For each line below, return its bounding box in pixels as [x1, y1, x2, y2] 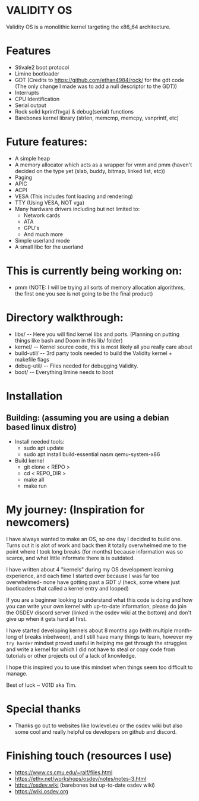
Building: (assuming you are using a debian [6, 413, 169, 423]
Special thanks [6, 702, 81, 715]
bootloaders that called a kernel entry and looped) [6, 585, 129, 592]
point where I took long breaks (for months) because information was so [6, 548, 183, 555]
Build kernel [14, 457, 45, 464]
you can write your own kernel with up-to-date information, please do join [6, 602, 187, 610]
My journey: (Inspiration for [6, 503, 145, 516]
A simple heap [14, 155, 50, 162]
